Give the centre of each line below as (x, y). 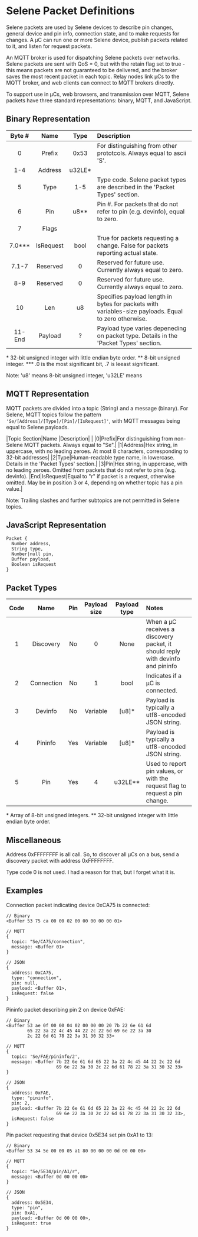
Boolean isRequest (34, 565)
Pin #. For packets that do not (138, 204)
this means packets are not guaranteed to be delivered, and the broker (92, 70)
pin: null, (25, 983)
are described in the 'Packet (136, 187)
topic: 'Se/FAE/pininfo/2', (46, 1057)
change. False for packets (133, 245)
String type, (27, 549)
